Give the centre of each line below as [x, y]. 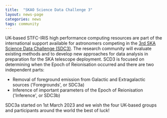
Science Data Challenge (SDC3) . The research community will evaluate [78, 48]
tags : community [22, 24]
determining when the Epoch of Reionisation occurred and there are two [79, 64]
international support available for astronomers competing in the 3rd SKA [80, 43]
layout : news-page [24, 14]
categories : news [23, 19]
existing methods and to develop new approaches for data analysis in [77, 54]
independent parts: [25, 70]
